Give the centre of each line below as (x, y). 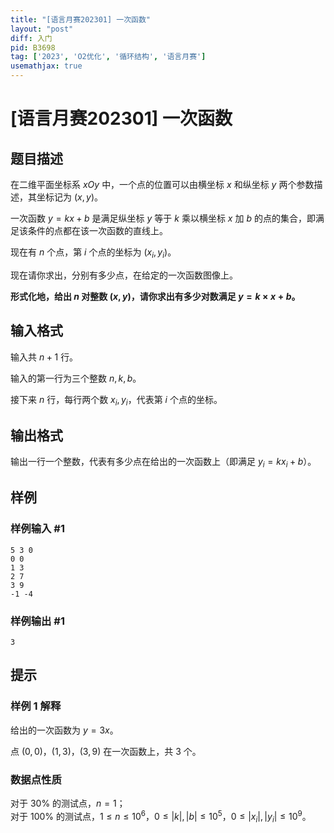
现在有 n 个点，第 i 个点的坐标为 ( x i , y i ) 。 (93, 253)
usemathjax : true (46, 66)
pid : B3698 (33, 47)
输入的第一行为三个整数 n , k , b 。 (76, 378)
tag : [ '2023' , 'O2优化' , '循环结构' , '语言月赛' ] (108, 57)
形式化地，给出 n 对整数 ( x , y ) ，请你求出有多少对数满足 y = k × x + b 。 (155, 296)
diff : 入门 (31, 38)
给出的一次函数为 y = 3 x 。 (64, 730)
